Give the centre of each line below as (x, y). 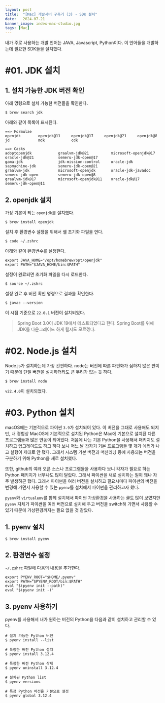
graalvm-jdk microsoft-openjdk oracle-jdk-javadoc (78, 171)
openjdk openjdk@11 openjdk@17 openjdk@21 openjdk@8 (81, 136)
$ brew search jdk (24, 113)
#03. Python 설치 (40, 413)
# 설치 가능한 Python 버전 (29, 636)
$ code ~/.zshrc (22, 241)
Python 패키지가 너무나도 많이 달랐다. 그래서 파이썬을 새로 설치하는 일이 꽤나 (79, 475)
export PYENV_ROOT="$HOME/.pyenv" (41, 577)
